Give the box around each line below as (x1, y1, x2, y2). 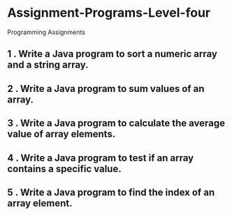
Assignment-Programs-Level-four (7, 5, 211, 21)
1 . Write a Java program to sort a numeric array (7, 48, 218, 60)
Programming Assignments (7, 28, 86, 36)
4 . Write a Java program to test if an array (7, 152, 194, 164)
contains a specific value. (7, 162, 122, 175)
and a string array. (7, 59, 89, 71)
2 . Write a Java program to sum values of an (7, 82, 205, 95)
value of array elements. (7, 128, 116, 140)
